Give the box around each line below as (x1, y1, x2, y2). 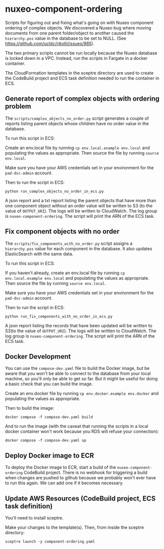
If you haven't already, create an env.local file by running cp (5, 270, 125, 276)
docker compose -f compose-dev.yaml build (5, 415, 93, 420)
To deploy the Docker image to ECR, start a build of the (5, 465, 117, 471)
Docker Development (5, 352, 71, 361)
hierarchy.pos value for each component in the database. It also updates (5, 245, 153, 251)
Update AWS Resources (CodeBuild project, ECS (5, 494, 156, 502)
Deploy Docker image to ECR (5, 451, 94, 460)
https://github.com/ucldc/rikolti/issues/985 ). (5, 40, 94, 46)
